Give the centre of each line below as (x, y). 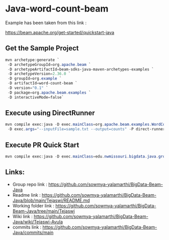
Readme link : (27, 195)
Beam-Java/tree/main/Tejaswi (44, 211)
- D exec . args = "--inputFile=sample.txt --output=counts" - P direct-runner (86, 129)
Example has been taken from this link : (46, 23)
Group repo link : (30, 184)
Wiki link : (22, 216)
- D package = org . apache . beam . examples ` (49, 93)
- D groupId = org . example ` (34, 78)
